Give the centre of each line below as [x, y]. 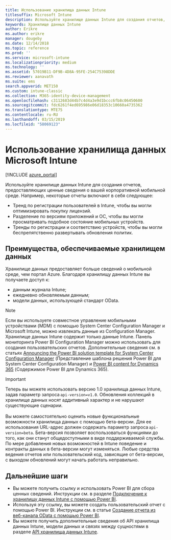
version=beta [19, 433]
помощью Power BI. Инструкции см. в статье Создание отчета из [84, 510]
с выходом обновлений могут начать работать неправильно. [72, 460]
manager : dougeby [24, 39]
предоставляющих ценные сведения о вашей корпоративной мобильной [85, 190]
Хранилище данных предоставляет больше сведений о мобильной [79, 269]
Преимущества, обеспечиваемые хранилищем [85, 249]
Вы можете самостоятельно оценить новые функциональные [72, 416]
